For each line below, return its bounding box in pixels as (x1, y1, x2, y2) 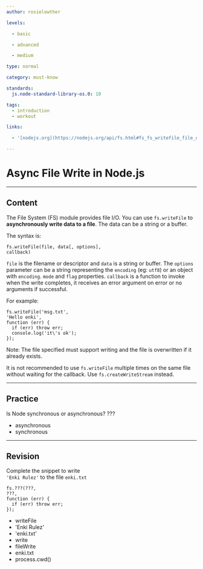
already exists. (6, 352, 43, 360)
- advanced (11, 42, 39, 48)
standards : (6, 85, 34, 91)
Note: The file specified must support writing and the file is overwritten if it (6, 346, 192, 353)
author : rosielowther (6, 8, 61, 15)
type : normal (6, 64, 39, 70)
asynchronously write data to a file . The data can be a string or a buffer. (6, 220, 188, 228)
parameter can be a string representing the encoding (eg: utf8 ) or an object (6, 266, 193, 273)
